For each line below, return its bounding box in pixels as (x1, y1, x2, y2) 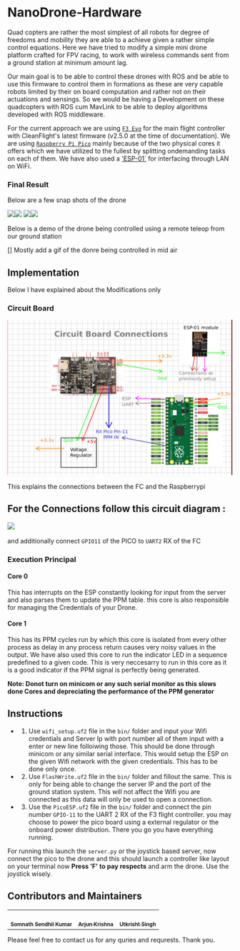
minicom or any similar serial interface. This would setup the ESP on (28, 749, 229, 758)
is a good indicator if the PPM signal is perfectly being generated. (7, 665, 200, 674)
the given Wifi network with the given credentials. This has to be (28, 757, 218, 765)
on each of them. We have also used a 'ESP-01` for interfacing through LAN (7, 154, 229, 163)
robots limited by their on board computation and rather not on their (7, 87, 206, 96)
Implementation (7, 266, 80, 278)
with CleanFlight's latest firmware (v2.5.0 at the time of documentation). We (7, 131, 231, 140)
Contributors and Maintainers (7, 890, 143, 902)
